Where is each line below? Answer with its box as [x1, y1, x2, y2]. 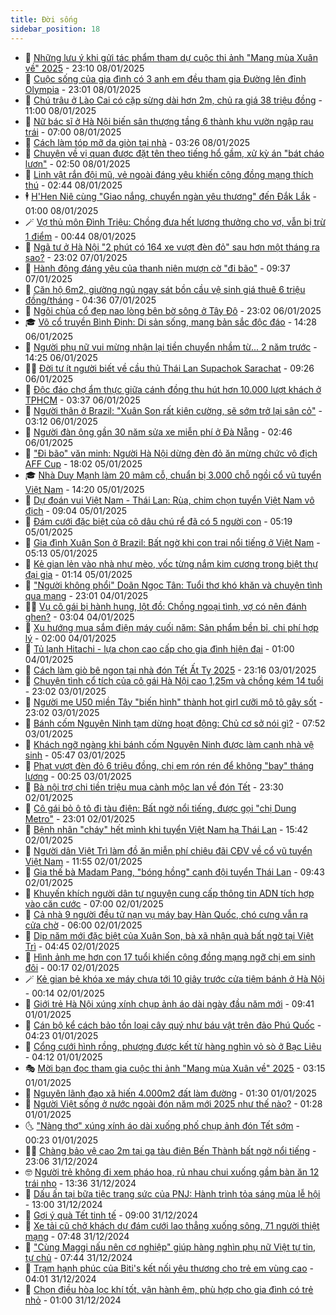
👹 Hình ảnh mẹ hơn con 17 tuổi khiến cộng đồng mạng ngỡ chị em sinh [24, 951, 316, 963]
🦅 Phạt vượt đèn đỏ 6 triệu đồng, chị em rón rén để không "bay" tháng [24, 759, 315, 771]
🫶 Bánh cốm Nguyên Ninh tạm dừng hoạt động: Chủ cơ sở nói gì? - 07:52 [24, 717, 326, 729]
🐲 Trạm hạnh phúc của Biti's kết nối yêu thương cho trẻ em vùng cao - [24, 1262, 314, 1274]
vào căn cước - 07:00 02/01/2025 [24, 897, 164, 910]
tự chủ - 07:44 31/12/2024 [24, 1251, 133, 1263]
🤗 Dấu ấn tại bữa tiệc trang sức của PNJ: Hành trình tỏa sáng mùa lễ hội [24, 1187, 321, 1200]
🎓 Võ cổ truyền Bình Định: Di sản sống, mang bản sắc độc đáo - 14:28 [24, 316, 317, 328]
